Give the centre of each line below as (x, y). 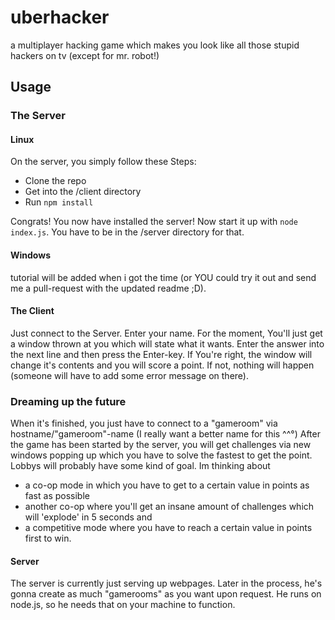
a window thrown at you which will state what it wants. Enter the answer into (167, 343)
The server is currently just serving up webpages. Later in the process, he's (166, 583)
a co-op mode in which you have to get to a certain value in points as (167, 485)
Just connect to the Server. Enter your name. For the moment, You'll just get (166, 333)
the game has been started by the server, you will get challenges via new (161, 445)
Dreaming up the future (68, 401)
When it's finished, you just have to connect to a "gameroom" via (144, 423)
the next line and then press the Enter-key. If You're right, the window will (161, 354)
